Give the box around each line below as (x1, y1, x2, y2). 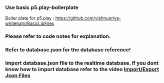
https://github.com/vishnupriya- (55, 15, 121, 21)
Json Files (5, 72, 31, 79)
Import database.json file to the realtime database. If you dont (5, 60, 159, 67)
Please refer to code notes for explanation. (5, 33, 111, 40)
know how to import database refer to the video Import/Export (5, 66, 159, 73)
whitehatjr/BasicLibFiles (5, 20, 54, 26)
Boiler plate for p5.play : (5, 15, 54, 21)
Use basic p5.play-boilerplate (5, 4, 78, 11)
